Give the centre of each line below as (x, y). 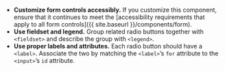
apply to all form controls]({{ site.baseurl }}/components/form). (103, 24)
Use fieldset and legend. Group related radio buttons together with (109, 31)
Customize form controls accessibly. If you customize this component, (115, 10)
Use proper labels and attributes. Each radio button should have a (108, 46)
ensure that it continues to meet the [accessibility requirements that (109, 17)
